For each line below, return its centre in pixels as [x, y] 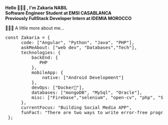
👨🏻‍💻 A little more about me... [35, 28]
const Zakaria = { [28, 37]
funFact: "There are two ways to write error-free [84, 112]
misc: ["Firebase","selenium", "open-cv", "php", [94, 97]
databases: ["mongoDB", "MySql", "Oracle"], [87, 92]
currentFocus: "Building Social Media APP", [76, 107]
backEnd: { [45, 57]
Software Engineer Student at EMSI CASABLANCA [58, 13]
